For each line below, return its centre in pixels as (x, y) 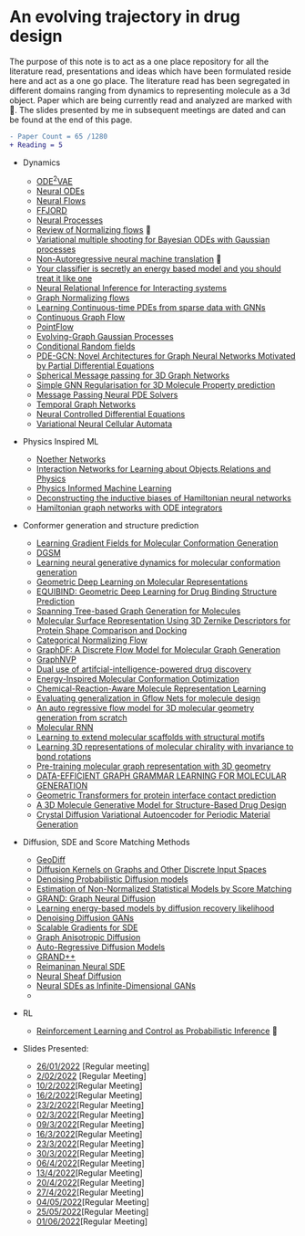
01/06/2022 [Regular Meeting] (92, 1221)
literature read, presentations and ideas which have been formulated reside (150, 71)
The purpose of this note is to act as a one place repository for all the (139, 61)
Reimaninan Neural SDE (81, 967)
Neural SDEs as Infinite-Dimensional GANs (116, 986)
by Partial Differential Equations (95, 366)
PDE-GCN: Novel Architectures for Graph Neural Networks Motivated (166, 356)
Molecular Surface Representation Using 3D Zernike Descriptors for (163, 621)
